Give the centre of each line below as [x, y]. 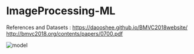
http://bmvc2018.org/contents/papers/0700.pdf [65, 33]
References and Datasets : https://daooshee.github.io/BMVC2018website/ [97, 27]
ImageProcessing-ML [61, 11]
